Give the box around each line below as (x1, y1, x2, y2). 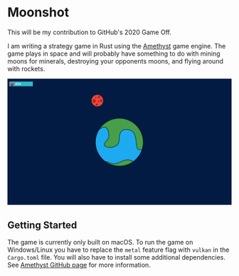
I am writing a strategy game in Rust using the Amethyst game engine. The (7, 41, 226, 50)
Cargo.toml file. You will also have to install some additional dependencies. (7, 253, 225, 262)
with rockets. (7, 64, 46, 73)
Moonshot (7, 4, 70, 21)
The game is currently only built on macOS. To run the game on (7, 238, 193, 247)
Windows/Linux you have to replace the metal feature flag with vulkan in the (7, 245, 230, 254)
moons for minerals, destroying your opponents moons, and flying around (7, 56, 224, 65)
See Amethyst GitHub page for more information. (7, 261, 151, 270)
